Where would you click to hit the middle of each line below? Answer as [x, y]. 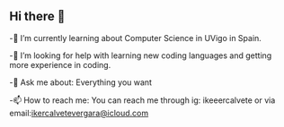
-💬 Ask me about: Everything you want [81, 82]
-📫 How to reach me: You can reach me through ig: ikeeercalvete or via [142, 100]
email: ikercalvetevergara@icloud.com [79, 113]
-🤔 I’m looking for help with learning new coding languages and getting [141, 55]
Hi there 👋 [37, 17]
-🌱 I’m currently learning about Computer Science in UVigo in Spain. [136, 38]
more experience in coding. [60, 64]
